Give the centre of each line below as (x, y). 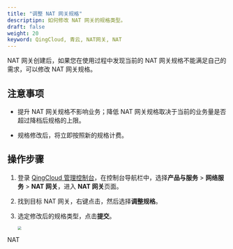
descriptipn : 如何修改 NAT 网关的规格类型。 (67, 20)
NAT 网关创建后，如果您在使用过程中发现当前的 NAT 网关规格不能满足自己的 (117, 61)
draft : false (26, 27)
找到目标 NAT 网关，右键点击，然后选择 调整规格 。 (89, 201)
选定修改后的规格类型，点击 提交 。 (66, 216)
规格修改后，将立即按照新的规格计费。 (72, 135)
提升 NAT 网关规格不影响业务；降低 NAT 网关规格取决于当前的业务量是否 (122, 111)
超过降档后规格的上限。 (51, 120)
